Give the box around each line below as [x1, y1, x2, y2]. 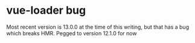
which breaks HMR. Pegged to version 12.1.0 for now [6, 29, 137, 36]
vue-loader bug [6, 4, 86, 17]
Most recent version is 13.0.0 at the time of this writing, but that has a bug [6, 23, 189, 30]
